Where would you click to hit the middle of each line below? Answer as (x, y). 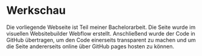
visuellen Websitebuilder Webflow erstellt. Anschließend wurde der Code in (101, 33)
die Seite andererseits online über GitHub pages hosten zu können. (90, 46)
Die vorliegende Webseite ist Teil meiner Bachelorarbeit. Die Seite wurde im (101, 27)
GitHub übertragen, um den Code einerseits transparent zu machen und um (101, 40)
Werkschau (36, 11)
